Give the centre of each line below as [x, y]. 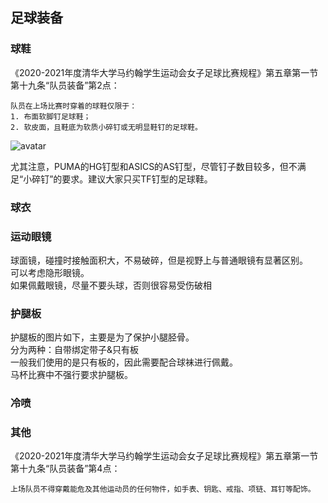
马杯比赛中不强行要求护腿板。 [71, 375]
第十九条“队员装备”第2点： [65, 85]
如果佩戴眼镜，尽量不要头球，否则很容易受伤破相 [111, 285]
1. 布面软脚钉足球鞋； [51, 116]
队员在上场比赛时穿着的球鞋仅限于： [74, 106]
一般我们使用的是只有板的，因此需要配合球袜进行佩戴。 [124, 362]
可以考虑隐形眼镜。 [50, 272]
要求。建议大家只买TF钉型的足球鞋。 [137, 179]
